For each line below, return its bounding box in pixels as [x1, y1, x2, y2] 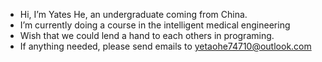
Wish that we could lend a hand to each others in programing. [19, 30, 275, 41]
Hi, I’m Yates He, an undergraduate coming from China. [19, 9, 248, 20]
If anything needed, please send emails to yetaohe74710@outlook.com [19, 40, 312, 52]
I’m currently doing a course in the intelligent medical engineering [19, 19, 291, 31]
